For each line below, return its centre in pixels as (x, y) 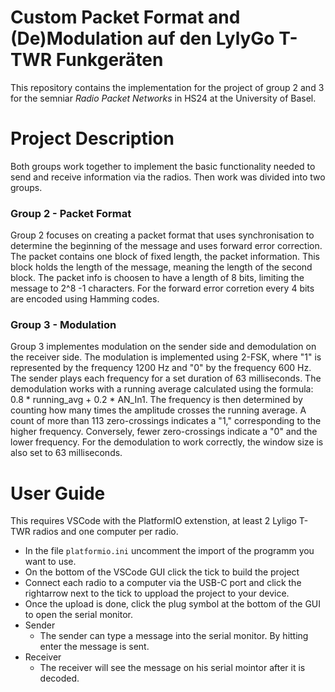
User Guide (58, 493)
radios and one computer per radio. (105, 532)
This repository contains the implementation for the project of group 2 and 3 (167, 87)
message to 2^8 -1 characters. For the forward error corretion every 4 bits (162, 288)
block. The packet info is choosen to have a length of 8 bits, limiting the (157, 278)
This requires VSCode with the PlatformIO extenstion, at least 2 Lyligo (153, 521)
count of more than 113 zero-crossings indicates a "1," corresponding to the (166, 421)
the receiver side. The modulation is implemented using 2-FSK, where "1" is (166, 357)
